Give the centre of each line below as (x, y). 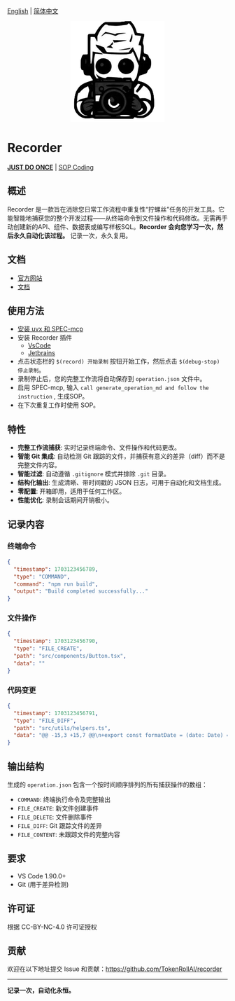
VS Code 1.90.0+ (42, 876)
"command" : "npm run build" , (56, 584)
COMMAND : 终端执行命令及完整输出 (64, 800)
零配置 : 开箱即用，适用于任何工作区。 (71, 491)
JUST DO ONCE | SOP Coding (51, 167)
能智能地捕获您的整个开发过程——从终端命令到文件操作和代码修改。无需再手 (117, 218)
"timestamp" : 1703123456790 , (56, 641)
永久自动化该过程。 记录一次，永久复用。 (72, 235)
